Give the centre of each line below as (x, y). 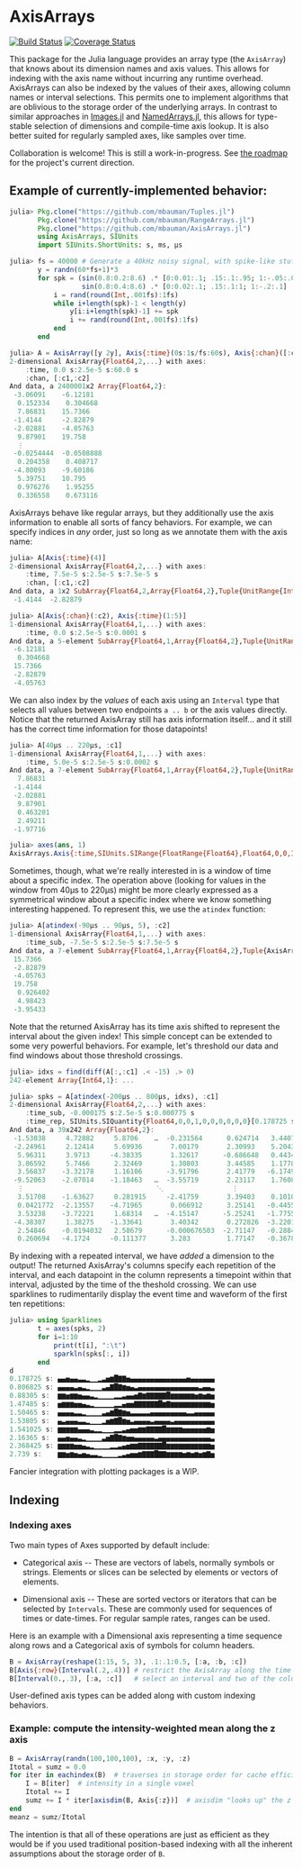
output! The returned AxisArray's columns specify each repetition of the (142, 1265)
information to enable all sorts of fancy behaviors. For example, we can (141, 522)
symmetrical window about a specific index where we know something (141, 900)
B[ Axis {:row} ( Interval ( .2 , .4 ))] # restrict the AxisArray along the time (151, 1670)
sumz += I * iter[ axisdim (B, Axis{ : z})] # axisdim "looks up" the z (159, 1800)
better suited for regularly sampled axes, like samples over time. (128, 135)
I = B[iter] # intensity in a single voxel (110, 1784)
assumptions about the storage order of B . (87, 1854)
